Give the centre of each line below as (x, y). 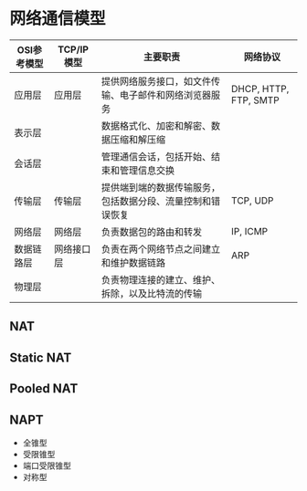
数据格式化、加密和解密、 (156, 126)
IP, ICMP (250, 231)
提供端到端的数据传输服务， (161, 187)
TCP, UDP (253, 200)
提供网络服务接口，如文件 (156, 81)
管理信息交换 (147, 170)
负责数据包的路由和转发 (152, 232)
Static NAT (41, 357)
